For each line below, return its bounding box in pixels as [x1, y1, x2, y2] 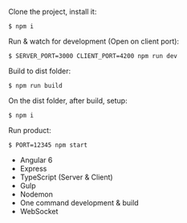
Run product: [8, 126, 51, 135]
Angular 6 [19, 155, 53, 164]
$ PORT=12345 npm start [8, 141, 88, 149]
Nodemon [19, 189, 54, 199]
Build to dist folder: [8, 66, 71, 76]
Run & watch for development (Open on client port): [8, 36, 179, 46]
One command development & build [19, 198, 139, 208]
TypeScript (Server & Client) [19, 172, 114, 182]
